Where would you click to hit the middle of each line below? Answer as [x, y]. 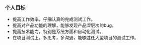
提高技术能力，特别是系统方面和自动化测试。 [58, 32]
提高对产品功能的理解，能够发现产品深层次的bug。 [64, 25]
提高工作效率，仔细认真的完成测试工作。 [54, 19]
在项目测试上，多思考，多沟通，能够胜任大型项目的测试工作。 [75, 38]
